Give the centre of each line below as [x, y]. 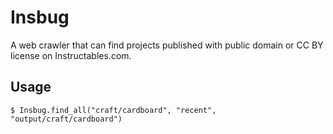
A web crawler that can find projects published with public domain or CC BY [167, 45]
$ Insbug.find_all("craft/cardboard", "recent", [113, 110]
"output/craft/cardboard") [66, 119]
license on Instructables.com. [71, 55]
